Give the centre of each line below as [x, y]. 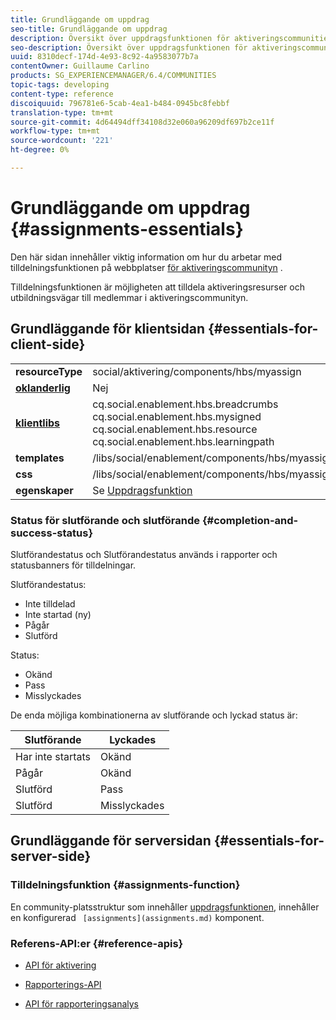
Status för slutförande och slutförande [105, 520]
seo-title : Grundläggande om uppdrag [89, 29]
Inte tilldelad [50, 603]
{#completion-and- [250, 520]
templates [40, 458]
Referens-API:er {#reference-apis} [97, 943]
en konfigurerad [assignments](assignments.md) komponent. [137, 917]
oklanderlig [43, 388]
